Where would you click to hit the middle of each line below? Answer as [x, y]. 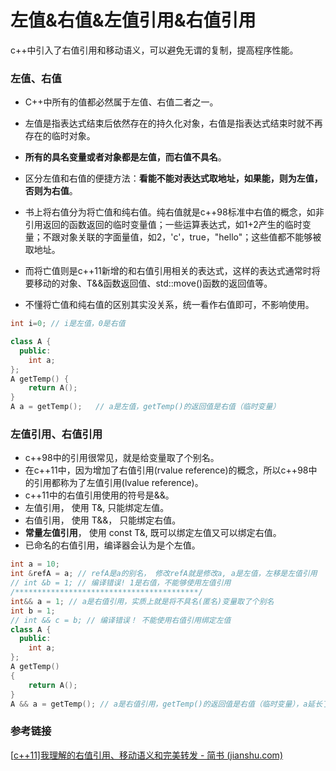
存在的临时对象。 [60, 136]
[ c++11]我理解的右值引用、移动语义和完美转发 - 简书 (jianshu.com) [146, 755]
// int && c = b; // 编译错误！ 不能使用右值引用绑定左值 [121, 620]
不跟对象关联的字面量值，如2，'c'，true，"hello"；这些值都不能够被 [182, 237]
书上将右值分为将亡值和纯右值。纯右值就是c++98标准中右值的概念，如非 [174, 212]
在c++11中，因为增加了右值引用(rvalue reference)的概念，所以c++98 [166, 470]
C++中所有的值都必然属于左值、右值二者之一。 [121, 102]
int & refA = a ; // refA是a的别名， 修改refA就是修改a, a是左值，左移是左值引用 [164, 574]
